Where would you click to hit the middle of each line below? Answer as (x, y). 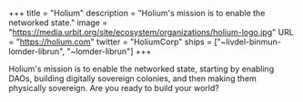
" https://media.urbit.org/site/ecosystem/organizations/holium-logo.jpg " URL (151, 32)
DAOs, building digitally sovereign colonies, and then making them (132, 79)
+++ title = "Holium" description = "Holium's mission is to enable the (137, 13)
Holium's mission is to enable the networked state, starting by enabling (141, 69)
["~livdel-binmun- (247, 42)
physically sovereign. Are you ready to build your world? (114, 88)
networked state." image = (58, 23)
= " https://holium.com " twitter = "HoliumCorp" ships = (111, 42)
